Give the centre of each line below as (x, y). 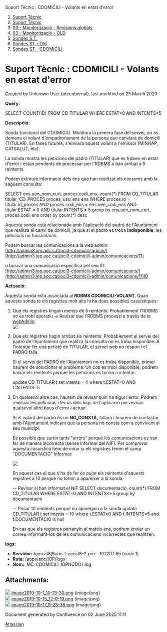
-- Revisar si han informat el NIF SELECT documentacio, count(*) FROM (86, 488)
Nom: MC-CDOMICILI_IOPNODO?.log (52, 564)
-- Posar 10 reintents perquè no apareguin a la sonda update (75, 508)
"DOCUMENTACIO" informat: (42, 454)
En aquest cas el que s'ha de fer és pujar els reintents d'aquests (78, 473)
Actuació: (15, 286)
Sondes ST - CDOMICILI (37, 49)
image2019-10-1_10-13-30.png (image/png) (55, 593)
